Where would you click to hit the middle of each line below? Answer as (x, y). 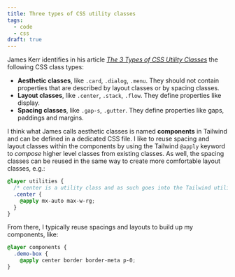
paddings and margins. (50, 118)
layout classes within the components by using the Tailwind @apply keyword (116, 146)
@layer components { (37, 248)
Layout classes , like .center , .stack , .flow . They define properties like (119, 96)
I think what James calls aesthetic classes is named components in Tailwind (117, 132)
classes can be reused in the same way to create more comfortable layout (114, 161)
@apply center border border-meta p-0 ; (78, 261)
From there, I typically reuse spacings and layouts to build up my (100, 227)
